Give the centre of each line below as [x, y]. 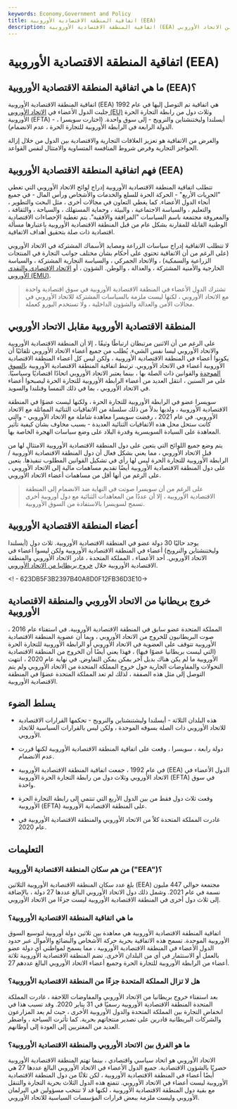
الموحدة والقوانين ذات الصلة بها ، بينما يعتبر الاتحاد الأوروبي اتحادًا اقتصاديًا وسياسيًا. [114, 373]
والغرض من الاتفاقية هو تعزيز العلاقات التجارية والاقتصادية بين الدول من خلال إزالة [114, 141]
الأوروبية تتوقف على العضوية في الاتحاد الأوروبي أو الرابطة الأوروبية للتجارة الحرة [112, 644]
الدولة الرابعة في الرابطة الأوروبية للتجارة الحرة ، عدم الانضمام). [91, 127]
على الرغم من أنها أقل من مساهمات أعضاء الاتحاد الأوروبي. [85, 475]
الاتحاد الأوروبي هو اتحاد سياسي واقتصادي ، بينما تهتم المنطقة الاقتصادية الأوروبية [112, 1060]
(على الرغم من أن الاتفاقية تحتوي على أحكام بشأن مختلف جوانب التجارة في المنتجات [118, 253]
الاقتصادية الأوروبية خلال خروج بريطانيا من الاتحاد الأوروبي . [83, 565]
